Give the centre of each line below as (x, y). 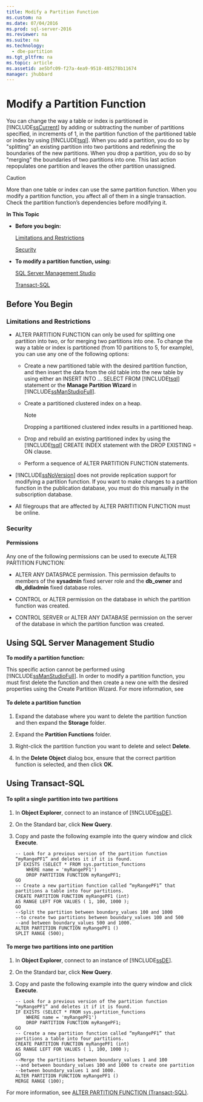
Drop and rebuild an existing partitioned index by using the (97, 439)
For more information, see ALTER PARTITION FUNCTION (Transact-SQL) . (98, 1092)
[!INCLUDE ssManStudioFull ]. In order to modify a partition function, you (95, 676)
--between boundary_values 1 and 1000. (65, 1070)
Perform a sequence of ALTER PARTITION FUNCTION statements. (106, 463)
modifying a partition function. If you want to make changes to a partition (106, 481)
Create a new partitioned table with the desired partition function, (106, 366)
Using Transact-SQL (45, 783)
